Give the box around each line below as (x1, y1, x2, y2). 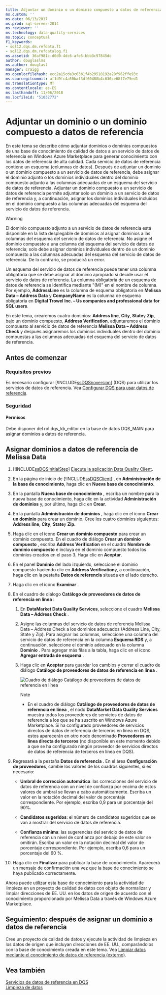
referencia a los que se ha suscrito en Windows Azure (27, 717, 137, 723)
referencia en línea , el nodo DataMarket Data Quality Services (27, 706, 158, 712)
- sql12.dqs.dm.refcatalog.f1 (5, 49, 68, 53)
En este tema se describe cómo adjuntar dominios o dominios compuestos (5, 143, 157, 149)
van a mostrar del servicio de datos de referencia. (20, 819, 122, 825)
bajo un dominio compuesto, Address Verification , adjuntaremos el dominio (5, 318, 161, 324)
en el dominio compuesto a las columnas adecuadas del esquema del (5, 201, 147, 207)
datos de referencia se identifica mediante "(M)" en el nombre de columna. (5, 282, 158, 288)
